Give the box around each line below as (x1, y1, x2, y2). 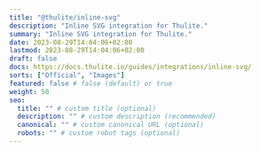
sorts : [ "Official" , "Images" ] (9, 71, 125, 80)
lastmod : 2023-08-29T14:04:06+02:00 (9, 46, 145, 55)
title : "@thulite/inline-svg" (9, 12, 122, 22)
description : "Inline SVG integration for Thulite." (9, 21, 209, 30)
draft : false (9, 54, 58, 63)
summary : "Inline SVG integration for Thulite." (9, 29, 193, 38)
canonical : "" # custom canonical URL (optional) (17, 121, 204, 130)
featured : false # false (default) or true (9, 79, 173, 88)
